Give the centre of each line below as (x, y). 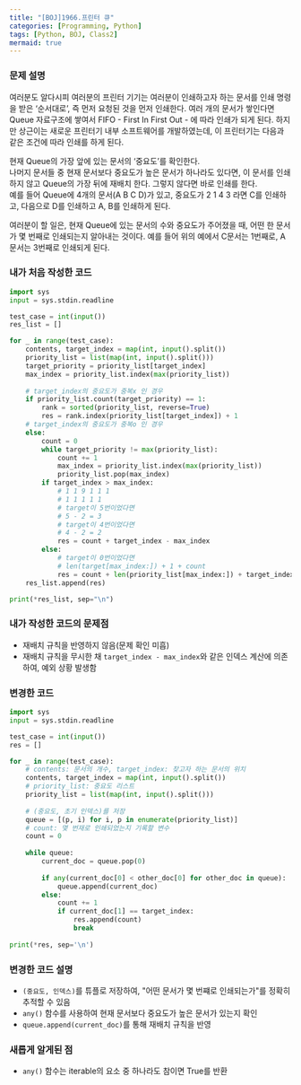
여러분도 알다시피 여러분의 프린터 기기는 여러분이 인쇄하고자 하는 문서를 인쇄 (142, 97)
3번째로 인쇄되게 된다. (71, 247)
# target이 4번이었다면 (96, 525)
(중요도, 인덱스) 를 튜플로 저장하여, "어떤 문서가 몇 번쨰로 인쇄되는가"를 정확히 (156, 990)
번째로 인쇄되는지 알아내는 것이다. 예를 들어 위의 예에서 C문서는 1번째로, (153, 236)
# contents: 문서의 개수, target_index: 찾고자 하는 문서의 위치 (136, 770)
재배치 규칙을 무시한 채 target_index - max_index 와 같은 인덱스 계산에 (146, 656)
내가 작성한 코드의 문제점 (59, 624)
